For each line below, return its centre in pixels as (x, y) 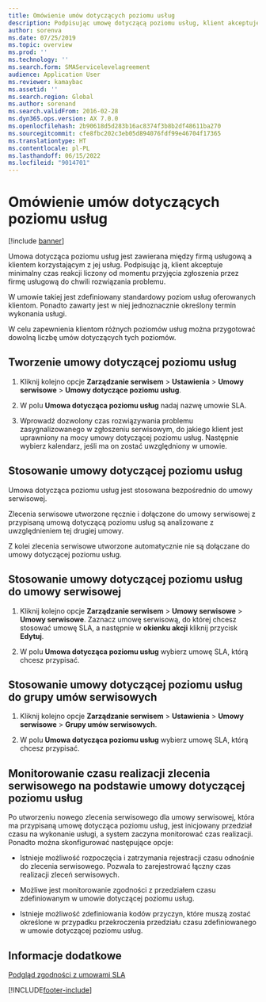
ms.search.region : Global (51, 97)
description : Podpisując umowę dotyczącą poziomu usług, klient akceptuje (134, 23)
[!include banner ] (36, 241)
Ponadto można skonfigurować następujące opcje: (91, 843)
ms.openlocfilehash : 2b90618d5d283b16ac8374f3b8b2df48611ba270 (115, 126)
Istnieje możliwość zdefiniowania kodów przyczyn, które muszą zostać (135, 914)
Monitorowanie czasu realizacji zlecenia (109, 773)
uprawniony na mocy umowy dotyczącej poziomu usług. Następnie (129, 438)
